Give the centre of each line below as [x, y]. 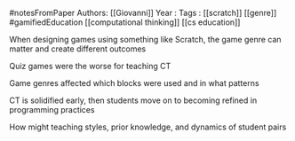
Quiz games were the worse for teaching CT [90, 66]
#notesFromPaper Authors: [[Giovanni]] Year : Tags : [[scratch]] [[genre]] [143, 13]
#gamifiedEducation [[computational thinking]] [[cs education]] [125, 22]
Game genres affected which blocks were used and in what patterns [134, 83]
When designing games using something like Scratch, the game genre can [145, 39]
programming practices [52, 110]
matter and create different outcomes [78, 49]
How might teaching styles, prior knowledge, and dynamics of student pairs [148, 127]
